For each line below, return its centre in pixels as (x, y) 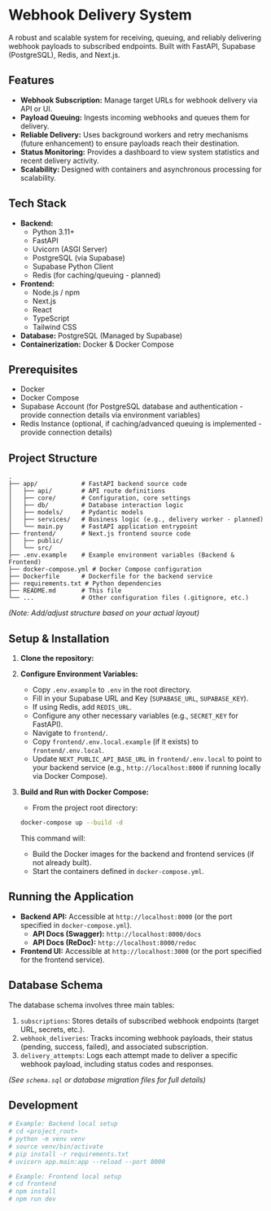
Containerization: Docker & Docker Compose (97, 344)
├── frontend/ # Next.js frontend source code (100, 534)
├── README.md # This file (65, 591)
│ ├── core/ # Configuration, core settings (100, 498)
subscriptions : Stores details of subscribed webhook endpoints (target (139, 1021)
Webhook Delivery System (101, 15)
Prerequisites (43, 369)
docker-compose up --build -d (72, 823)
